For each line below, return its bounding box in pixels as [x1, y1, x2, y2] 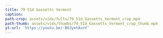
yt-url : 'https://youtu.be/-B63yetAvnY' [5, 26, 90, 31]
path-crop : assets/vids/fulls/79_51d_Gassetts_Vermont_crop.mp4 [5, 16, 140, 21]
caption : [5, 12, 23, 17]
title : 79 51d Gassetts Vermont [5, 7, 72, 12]
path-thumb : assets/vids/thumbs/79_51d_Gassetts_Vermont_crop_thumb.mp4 [5, 21, 158, 26]
